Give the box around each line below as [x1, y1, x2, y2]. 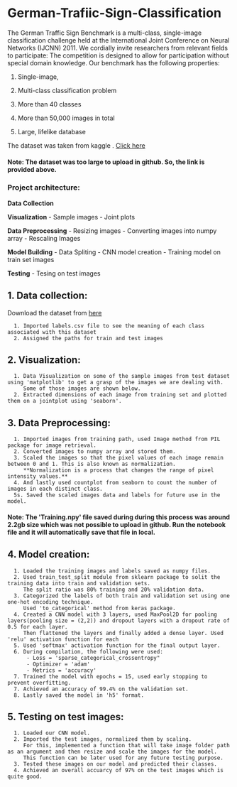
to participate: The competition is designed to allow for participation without [7, 51, 229, 60]
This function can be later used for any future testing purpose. [23, 754, 224, 761]
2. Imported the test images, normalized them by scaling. [13, 736, 192, 743]
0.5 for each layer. [7, 623, 69, 630]
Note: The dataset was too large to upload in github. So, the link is [7, 158, 205, 166]
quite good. [7, 773, 43, 781]
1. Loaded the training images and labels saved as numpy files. [13, 567, 211, 575]
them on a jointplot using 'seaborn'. [7, 398, 122, 405]
